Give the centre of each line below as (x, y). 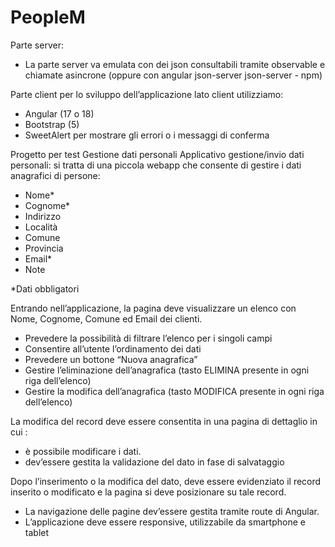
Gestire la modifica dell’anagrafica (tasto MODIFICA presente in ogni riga (174, 391)
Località (41, 227)
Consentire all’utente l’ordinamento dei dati (113, 348)
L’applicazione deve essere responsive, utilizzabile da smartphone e (165, 522)
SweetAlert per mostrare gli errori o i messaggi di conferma (147, 135)
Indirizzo (43, 216)
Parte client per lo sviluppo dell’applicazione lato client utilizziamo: (147, 94)
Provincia (44, 248)
